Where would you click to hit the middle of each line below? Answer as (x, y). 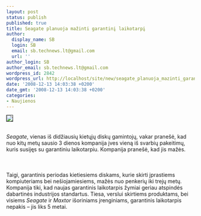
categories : (21, 95)
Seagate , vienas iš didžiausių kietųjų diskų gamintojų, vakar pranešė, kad (96, 136)
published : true (26, 23)
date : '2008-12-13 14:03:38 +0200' (51, 85)
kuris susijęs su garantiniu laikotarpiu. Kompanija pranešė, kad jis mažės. (96, 149)
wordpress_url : (25, 79)
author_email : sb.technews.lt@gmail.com (57, 67)
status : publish (26, 17)
